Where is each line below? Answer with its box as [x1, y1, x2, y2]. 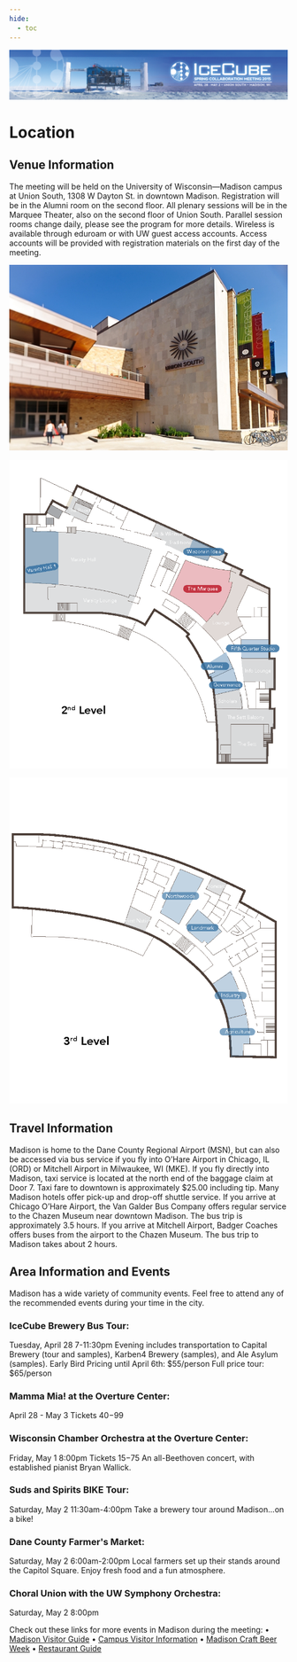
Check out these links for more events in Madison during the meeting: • [9, 1625, 270, 1635]
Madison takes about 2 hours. [9, 1238, 118, 1249]
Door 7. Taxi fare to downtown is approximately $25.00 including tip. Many [9, 1182, 280, 1192]
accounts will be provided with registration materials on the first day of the [9, 238, 280, 248]
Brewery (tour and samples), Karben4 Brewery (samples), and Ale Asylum [9, 1348, 278, 1360]
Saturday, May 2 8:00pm [9, 1607, 99, 1618]
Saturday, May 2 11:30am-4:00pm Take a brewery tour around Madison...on [9, 1503, 285, 1515]
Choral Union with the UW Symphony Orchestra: [9, 1588, 221, 1600]
